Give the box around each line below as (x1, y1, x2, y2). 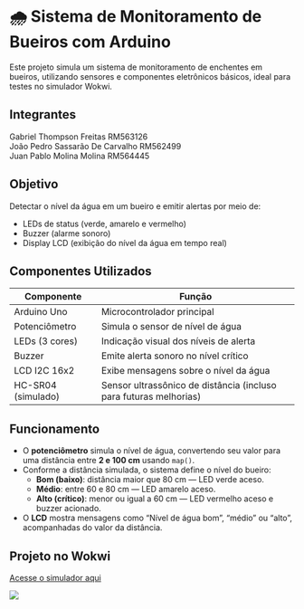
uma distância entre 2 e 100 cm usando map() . (22, 455, 195, 466)
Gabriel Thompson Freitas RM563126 (9, 131, 148, 142)
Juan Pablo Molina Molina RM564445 (9, 150, 150, 161)
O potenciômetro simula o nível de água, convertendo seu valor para (22, 445, 281, 456)
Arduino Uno (14, 306, 68, 319)
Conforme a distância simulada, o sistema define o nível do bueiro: (22, 464, 271, 475)
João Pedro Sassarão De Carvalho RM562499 (9, 140, 182, 151)
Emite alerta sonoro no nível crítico (100, 349, 249, 362)
